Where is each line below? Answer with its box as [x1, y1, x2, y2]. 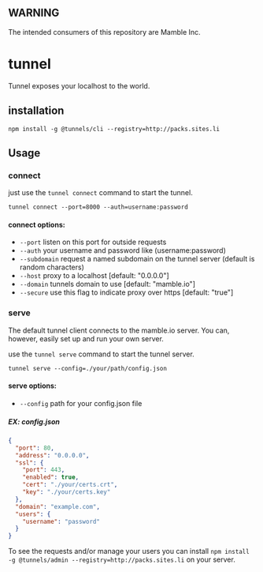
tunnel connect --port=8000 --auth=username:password [8, 203, 189, 212]
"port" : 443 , [22, 466, 65, 474]
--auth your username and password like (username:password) [19, 246, 227, 255]
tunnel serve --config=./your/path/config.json [8, 364, 168, 372]
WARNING [8, 6, 60, 20]
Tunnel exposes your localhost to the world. [8, 81, 150, 90]
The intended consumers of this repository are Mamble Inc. [8, 27, 201, 36]
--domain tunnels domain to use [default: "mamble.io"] [19, 280, 195, 289]
